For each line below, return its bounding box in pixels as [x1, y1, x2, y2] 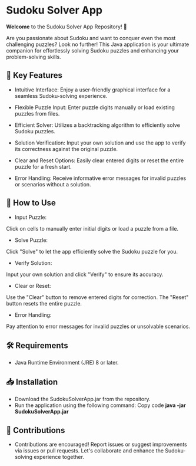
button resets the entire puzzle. [6, 300, 82, 307]
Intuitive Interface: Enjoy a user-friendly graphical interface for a [14, 86, 171, 93]
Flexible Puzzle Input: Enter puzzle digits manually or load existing [14, 104, 175, 111]
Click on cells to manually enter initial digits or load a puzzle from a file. [6, 225, 178, 232]
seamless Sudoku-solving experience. [14, 92, 108, 99]
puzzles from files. [14, 110, 60, 117]
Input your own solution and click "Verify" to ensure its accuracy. [6, 271, 164, 278]
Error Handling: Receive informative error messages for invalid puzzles [14, 175, 187, 182]
